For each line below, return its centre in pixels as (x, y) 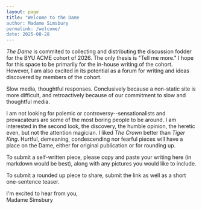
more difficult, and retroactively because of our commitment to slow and (96, 95)
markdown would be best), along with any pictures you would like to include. (101, 164)
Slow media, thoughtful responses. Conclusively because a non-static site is (101, 89)
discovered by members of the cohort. (54, 77)
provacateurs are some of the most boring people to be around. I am (91, 120)
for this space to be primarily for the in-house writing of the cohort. (90, 65)
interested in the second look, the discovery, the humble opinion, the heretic (101, 126)
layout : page (23, 12)
